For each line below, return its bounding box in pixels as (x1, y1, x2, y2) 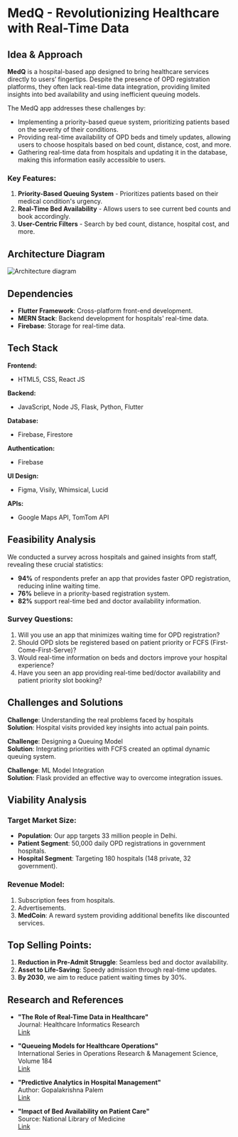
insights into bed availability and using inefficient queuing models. (7, 90, 200, 98)
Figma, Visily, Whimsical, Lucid (17, 485, 109, 494)
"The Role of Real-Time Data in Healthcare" (17, 1013, 149, 1022)
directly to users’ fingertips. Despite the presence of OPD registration (7, 75, 210, 83)
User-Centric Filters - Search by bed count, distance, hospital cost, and (17, 219, 229, 229)
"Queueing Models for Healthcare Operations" (17, 1042, 158, 1050)
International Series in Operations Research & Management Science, (17, 1049, 218, 1058)
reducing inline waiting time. (17, 581, 101, 590)
